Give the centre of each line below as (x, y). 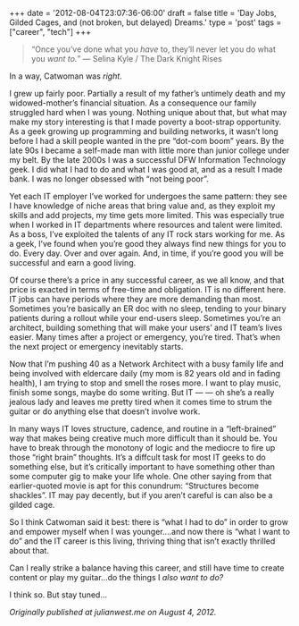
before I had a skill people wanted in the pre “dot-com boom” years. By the (147, 141)
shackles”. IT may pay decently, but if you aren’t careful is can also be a (141, 495)
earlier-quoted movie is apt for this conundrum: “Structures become (134, 486)
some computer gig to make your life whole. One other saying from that (141, 476)
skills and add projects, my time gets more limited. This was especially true (147, 215)
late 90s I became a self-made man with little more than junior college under (149, 150)
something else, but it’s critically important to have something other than (142, 467)
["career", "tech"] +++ (50, 32)
